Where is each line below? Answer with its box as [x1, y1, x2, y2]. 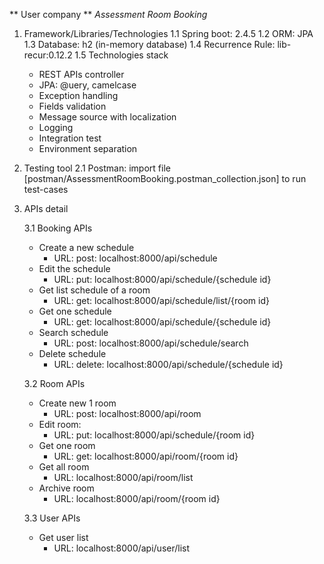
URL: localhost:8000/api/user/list [53, 542, 191, 554]
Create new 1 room [38, 397, 117, 409]
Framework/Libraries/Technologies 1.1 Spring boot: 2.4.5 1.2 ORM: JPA [23, 28, 314, 39]
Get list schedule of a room [38, 284, 151, 296]
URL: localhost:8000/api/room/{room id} [53, 493, 221, 504]
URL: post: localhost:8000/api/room [53, 408, 202, 419]
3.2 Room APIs [23, 378, 86, 389]
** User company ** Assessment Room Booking [9, 9, 208, 20]
